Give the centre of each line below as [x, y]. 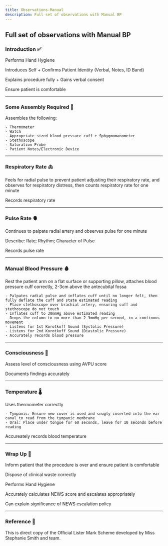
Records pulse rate [24, 251]
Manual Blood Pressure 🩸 [37, 268]
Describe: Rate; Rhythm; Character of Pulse [50, 241]
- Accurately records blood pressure [44, 336]
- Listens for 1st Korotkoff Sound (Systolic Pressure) [64, 327]
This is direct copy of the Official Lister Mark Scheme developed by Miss [80, 532]
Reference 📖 [20, 522]
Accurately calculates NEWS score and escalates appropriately [70, 494]
